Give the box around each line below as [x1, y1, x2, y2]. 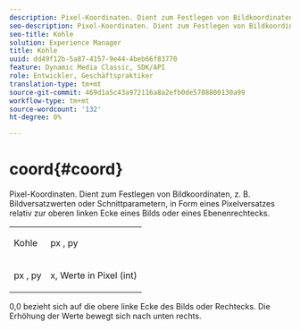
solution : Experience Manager [9, 38, 122, 47]
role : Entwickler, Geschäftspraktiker [9, 72, 154, 80]
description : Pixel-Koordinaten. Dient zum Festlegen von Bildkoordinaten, [9, 13, 297, 22]
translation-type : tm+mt [9, 80, 102, 89]
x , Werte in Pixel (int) [50, 269, 137, 282]
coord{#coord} [9, 159, 123, 180]
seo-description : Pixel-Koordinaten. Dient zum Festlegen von [9, 21, 246, 30]
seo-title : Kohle [9, 30, 74, 38]
